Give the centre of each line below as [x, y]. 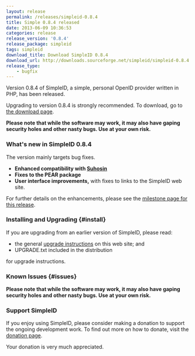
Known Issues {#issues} [41, 276]
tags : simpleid [25, 50]
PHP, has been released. [36, 94]
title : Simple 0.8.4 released [43, 22]
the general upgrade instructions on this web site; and [79, 244]
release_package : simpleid [39, 44]
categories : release [31, 33]
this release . [21, 205]
